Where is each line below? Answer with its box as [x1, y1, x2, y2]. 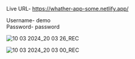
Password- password [6, 23, 60, 30]
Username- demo [6, 17, 50, 23]
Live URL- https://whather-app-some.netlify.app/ [6, 5, 129, 12]
